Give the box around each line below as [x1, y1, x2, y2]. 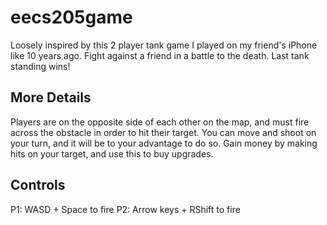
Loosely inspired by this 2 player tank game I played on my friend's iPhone [10, 39, 318, 51]
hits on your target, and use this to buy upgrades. [10, 147, 214, 160]
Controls [10, 177, 66, 194]
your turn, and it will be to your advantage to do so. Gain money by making [10, 137, 318, 149]
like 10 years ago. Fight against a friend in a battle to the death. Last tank [10, 49, 310, 61]
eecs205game [10, 6, 133, 29]
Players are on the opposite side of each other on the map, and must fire [10, 116, 310, 128]
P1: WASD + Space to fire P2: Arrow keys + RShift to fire [10, 203, 241, 215]
